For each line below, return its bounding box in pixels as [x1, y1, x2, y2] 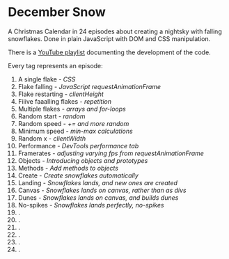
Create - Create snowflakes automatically [17, 171, 139, 180]
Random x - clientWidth [17, 134, 86, 143]
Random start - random [17, 112, 86, 120]
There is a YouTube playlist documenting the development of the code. [8, 48, 211, 56]
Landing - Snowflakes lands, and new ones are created [17, 178, 178, 187]
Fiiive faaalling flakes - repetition [17, 97, 112, 105]
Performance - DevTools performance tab [17, 141, 139, 150]
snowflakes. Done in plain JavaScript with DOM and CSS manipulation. [8, 34, 211, 42]
